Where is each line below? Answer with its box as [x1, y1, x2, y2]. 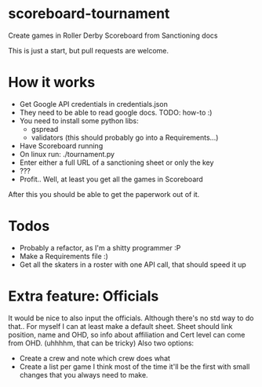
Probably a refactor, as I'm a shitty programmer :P [19, 243, 181, 252]
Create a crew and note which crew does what [19, 353, 171, 363]
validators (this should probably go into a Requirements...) [31, 133, 219, 142]
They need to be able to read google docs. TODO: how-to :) [19, 108, 213, 117]
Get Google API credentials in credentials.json [19, 99, 169, 108]
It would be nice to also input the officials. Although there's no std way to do [8, 313, 254, 323]
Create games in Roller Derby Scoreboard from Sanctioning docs [8, 31, 218, 40]
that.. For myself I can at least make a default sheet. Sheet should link [8, 321, 233, 330]
